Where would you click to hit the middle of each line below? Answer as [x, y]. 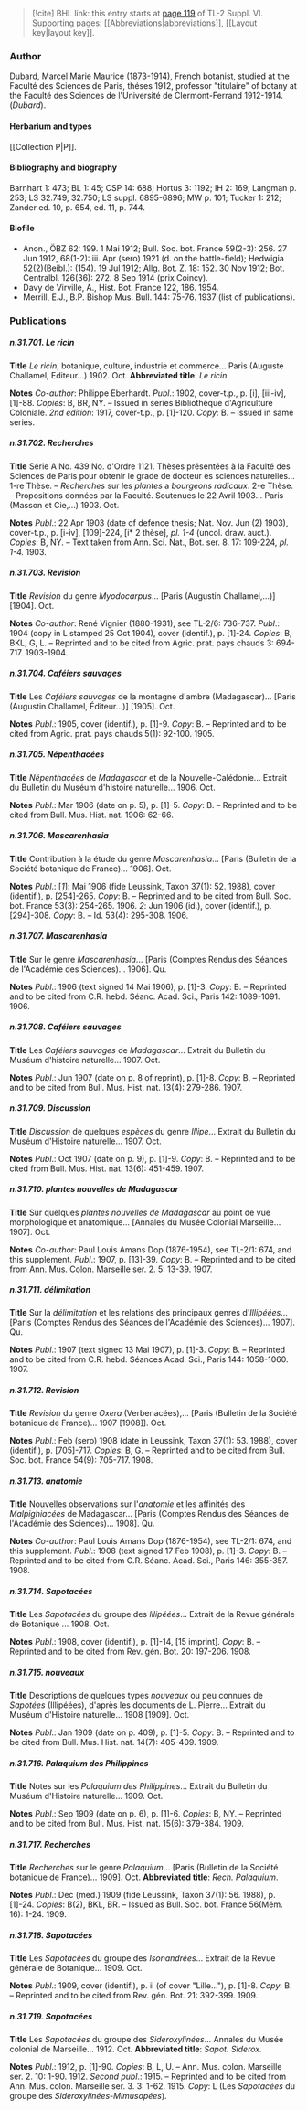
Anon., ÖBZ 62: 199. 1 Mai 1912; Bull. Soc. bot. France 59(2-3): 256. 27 [155, 248]
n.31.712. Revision [44, 1391]
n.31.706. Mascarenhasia [59, 836]
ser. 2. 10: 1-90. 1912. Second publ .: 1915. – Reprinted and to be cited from [148, 2077]
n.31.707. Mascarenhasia [58, 936]
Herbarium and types [51, 126]
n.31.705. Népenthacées [57, 754]
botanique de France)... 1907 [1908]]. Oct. [88, 1423]
